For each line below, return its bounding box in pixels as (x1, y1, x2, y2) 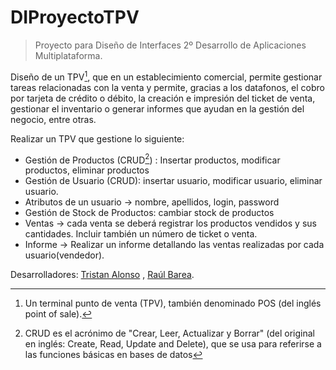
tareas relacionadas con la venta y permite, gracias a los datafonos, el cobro (10, 81, 325, 93)
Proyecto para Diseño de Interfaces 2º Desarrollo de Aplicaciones (34, 39, 307, 51)
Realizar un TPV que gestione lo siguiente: (10, 132, 185, 145)
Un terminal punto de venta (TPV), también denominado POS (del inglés (24, 297, 322, 310)
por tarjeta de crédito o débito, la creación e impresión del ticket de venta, (10, 92, 316, 104)
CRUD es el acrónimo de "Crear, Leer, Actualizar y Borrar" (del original (24, 327, 315, 340)
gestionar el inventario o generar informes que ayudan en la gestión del (10, 102, 305, 115)
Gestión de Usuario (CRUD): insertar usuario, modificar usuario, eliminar (24, 175, 323, 187)
